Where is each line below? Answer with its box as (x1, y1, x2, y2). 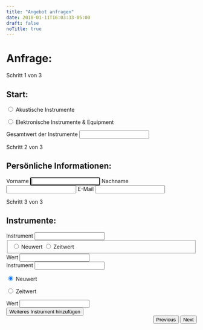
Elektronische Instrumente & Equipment (15, 118, 114, 126)
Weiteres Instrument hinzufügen (9, 309, 80, 315)
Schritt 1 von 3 (6, 72, 42, 79)
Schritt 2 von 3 (6, 143, 43, 150)
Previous (156, 317, 176, 323)
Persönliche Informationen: (6, 161, 112, 171)
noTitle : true (6, 25, 42, 32)
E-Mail (77, 185, 94, 192)
